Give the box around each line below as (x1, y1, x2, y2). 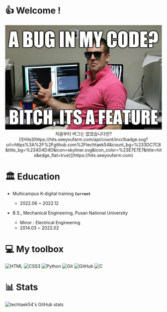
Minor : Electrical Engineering (19, 220, 81, 226)
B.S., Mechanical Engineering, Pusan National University (12, 210, 128, 216)
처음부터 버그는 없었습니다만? (55, 131, 112, 137)
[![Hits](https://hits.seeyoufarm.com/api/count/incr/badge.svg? (19, 137, 148, 143)
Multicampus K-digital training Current (12, 191, 91, 197)
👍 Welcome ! (5, 5, 61, 16)
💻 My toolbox (5, 243, 64, 255)
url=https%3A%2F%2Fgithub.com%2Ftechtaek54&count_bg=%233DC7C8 (5, 142, 162, 148)
